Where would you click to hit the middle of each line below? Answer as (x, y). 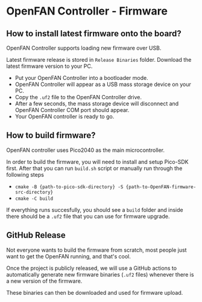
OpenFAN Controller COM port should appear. (72, 110)
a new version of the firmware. (44, 281)
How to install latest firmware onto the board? (94, 34)
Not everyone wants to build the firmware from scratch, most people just (96, 250)
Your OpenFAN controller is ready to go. (65, 117)
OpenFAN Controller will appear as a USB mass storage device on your (103, 84)
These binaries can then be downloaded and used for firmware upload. (95, 292)
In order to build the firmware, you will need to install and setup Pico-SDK (97, 162)
